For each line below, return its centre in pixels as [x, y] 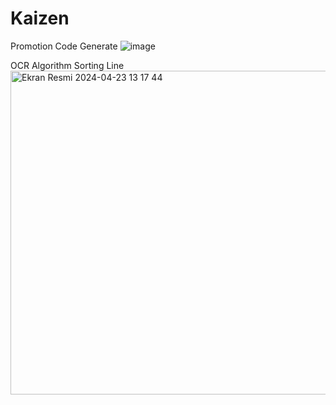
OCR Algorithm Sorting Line [67, 65]
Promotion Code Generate [64, 46]
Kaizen [40, 18]
